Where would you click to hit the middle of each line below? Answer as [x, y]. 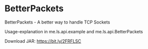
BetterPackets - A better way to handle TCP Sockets [57, 22]
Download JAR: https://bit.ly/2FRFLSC [43, 41]
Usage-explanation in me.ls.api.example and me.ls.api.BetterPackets [74, 31]
